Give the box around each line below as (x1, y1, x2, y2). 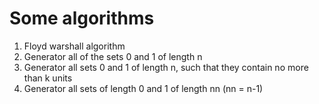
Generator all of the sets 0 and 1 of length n (23, 50, 203, 62)
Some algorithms (9, 7, 155, 30)
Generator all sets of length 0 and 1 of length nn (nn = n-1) (23, 82, 264, 94)
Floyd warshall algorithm (23, 40, 126, 52)
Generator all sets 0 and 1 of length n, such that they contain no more (23, 61, 309, 73)
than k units (23, 72, 73, 84)
